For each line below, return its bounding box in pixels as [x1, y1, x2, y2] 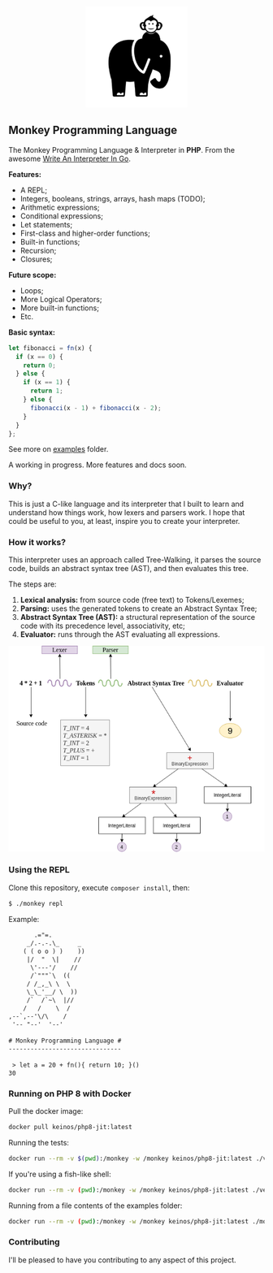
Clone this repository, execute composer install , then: [8, 882, 190, 892]
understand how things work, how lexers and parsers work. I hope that [8, 507, 245, 517]
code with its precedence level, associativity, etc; [19, 621, 185, 631]
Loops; [19, 285, 44, 295]
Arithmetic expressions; [19, 202, 100, 212]
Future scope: [8, 270, 57, 279]
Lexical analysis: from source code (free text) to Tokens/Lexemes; [19, 595, 245, 605]
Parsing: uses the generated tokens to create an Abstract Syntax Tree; [19, 604, 258, 613]
